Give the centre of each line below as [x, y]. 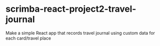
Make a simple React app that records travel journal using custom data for [80, 33]
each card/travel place [28, 38]
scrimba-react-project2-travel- [71, 9]
